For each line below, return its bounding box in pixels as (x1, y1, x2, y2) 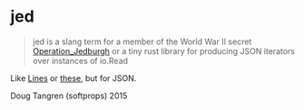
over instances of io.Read (32, 55, 129, 66)
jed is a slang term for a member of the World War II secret (32, 36, 252, 47)
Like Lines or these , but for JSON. (10, 72, 137, 83)
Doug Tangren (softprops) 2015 (10, 90, 128, 101)
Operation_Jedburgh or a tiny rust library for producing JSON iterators (32, 45, 296, 56)
